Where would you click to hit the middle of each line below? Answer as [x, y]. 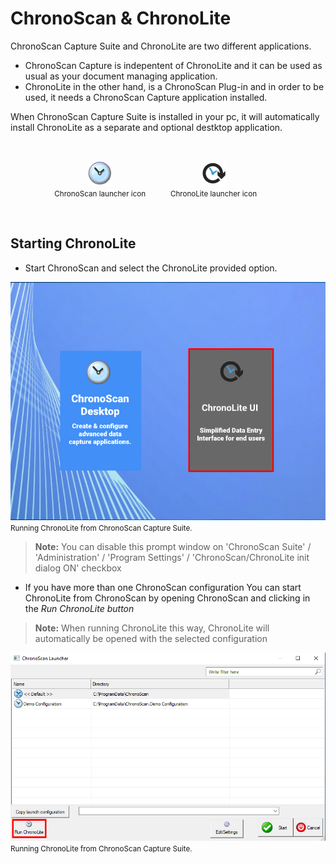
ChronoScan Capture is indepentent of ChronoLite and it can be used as [173, 65]
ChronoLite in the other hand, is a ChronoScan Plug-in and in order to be [174, 86]
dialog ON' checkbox [78, 568]
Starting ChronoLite [73, 243]
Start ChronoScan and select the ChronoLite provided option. [151, 268]
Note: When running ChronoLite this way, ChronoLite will [152, 628]
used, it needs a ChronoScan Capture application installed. [146, 97]
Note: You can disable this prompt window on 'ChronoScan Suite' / [173, 546]
